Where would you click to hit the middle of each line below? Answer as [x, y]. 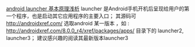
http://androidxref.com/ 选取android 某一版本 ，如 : [68, 23]
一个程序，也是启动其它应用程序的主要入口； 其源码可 [71, 16]
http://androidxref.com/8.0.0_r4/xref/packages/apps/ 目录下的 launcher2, [95, 31]
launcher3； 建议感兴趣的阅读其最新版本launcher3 [67, 38]
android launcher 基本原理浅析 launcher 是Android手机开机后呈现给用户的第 [98, 9]
